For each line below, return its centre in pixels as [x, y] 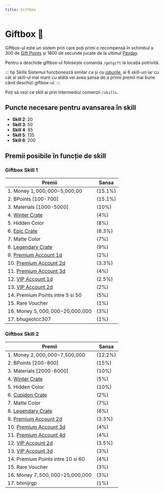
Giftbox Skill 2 [22, 334]
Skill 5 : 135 [23, 135]
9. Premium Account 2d [35, 419]
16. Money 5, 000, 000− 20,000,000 [50, 311]
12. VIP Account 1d [30, 279]
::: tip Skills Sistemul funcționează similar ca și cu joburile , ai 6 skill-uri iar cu [82, 72]
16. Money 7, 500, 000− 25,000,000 [50, 475]
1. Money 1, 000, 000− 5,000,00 [45, 191]
